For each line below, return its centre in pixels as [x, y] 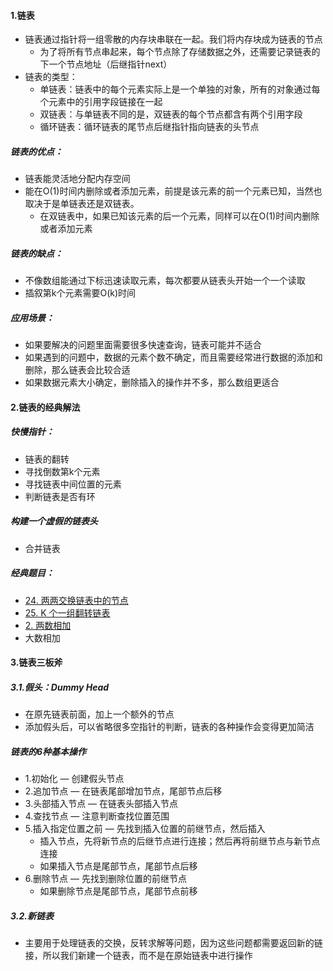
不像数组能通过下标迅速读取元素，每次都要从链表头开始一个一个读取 [165, 281]
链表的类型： [51, 77]
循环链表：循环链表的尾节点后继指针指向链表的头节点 [149, 127]
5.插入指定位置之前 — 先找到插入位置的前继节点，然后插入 [145, 829]
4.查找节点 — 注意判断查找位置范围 [97, 816]
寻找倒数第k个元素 [62, 471]
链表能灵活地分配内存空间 [77, 179]
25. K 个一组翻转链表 [67, 612]
